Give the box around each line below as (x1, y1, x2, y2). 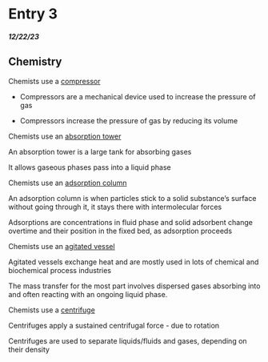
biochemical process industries (8, 265, 112, 275)
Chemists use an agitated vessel (8, 241, 115, 251)
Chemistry (8, 55, 62, 69)
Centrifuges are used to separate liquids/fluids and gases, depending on (8, 336, 247, 345)
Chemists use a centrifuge (8, 305, 96, 315)
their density (8, 344, 50, 354)
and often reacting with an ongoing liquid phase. (8, 289, 168, 299)
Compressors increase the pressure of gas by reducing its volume (19, 115, 238, 125)
